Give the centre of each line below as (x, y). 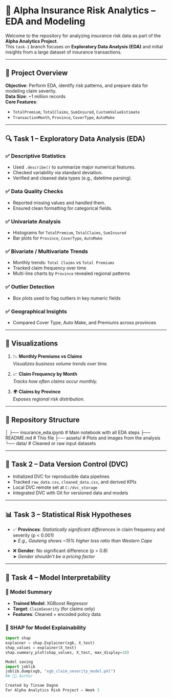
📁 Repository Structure (42, 420)
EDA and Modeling (45, 21)
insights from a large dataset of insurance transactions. (63, 52)
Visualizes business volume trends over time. (60, 363)
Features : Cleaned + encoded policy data (57, 614)
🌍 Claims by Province (37, 391)
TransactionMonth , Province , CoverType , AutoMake (64, 117)
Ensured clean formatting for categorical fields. (62, 208)
